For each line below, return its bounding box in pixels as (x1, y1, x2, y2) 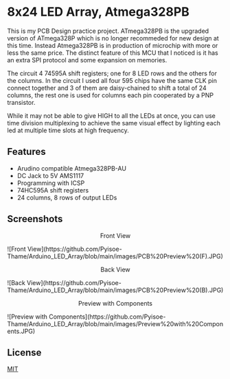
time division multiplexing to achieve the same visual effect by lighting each (7, 119, 221, 127)
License (7, 347, 42, 358)
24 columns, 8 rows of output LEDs (16, 193, 117, 201)
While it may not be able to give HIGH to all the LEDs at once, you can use (7, 111, 216, 120)
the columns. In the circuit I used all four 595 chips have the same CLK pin (7, 76, 218, 84)
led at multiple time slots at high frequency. (7, 126, 129, 134)
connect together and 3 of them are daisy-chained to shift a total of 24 (7, 84, 207, 92)
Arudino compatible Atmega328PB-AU (16, 164, 127, 172)
